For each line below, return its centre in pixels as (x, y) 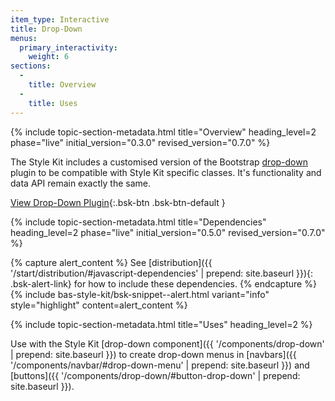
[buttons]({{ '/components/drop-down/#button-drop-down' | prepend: (155, 375)
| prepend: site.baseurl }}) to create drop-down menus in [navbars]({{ (153, 354)
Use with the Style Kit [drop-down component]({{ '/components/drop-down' (167, 343)
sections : (31, 66)
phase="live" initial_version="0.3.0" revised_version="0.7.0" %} (140, 142)
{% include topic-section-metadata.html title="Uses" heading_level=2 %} (161, 324)
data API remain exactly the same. (80, 183)
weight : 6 (49, 57)
